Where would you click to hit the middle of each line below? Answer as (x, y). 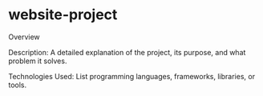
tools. (18, 85)
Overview (24, 37)
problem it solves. (38, 61)
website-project (63, 15)
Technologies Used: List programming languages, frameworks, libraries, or (131, 76)
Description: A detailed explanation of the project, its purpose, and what (127, 52)
